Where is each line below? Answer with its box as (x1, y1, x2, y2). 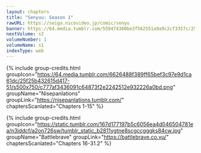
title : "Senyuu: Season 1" (6, 14, 74, 20)
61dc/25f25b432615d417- (6, 77, 70, 84)
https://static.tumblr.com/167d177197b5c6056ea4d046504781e (37, 121, 193, 128)
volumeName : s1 (6, 43, 44, 49)
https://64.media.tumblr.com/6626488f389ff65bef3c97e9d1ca (37, 70, 192, 78)
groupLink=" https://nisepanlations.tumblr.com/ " (6, 96, 124, 103)
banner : (6, 25, 26, 32)
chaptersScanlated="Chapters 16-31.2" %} (6, 139, 112, 147)
